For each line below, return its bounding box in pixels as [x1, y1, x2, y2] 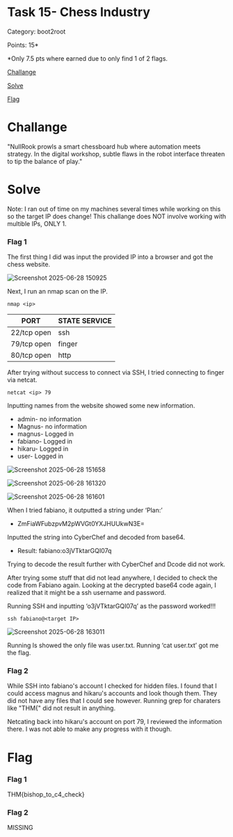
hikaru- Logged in [17, 444, 69, 453]
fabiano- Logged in [17, 437, 73, 446]
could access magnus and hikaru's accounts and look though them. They [7, 689, 218, 697]
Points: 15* [7, 40, 39, 49]
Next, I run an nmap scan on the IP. [7, 287, 108, 296]
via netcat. [7, 376, 38, 384]
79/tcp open [10, 339, 51, 349]
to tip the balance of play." [7, 157, 83, 165]
